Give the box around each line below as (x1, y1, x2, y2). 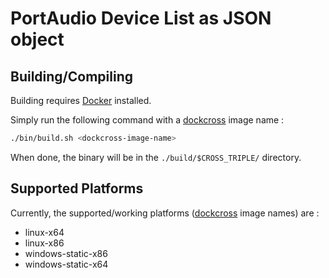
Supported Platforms (10, 180, 144, 197)
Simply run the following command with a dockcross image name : (10, 114, 285, 126)
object (10, 28, 65, 51)
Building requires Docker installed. (10, 95, 152, 106)
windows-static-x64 (24, 258, 109, 270)
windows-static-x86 (24, 247, 108, 259)
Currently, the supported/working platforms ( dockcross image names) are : (10, 207, 320, 219)
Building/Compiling (10, 68, 134, 85)
